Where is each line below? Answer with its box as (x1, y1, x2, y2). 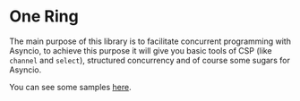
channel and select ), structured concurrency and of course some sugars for (9, 55, 291, 65)
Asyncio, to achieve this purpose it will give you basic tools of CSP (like (9, 45, 272, 55)
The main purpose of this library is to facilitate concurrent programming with (9, 36, 291, 46)
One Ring (9, 6, 79, 27)
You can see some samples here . (9, 81, 132, 92)
